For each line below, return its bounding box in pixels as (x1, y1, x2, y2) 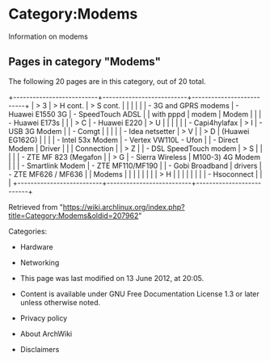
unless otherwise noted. (19, 297, 101, 307)
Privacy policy (19, 313, 68, 323)
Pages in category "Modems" (8, 55, 162, 69)
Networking (19, 258, 60, 267)
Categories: (8, 226, 48, 236)
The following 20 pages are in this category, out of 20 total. (8, 76, 206, 86)
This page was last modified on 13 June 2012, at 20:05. (19, 273, 205, 283)
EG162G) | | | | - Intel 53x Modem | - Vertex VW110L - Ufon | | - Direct (8, 135, 238, 145)
